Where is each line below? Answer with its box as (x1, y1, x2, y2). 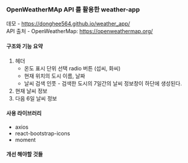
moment (14, 136, 36, 143)
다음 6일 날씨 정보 (14, 94, 57, 102)
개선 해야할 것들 (6, 150, 43, 158)
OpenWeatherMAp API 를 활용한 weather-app (6, 5, 140, 13)
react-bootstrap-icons (14, 129, 70, 137)
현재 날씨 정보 (14, 87, 48, 94)
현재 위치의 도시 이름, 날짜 (23, 72, 86, 79)
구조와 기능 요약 (6, 42, 43, 49)
